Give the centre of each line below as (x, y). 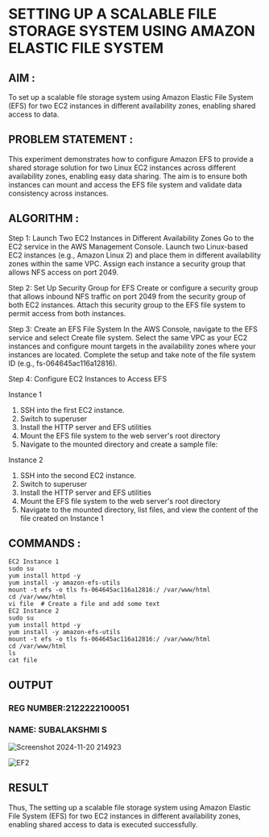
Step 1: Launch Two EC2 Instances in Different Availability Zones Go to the (131, 237)
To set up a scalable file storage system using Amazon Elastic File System (131, 97)
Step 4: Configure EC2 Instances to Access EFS (88, 378)
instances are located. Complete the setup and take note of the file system (132, 354)
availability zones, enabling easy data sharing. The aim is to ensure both (128, 176)
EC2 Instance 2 (34, 611)
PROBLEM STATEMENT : (71, 140)
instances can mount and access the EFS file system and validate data (125, 184)
